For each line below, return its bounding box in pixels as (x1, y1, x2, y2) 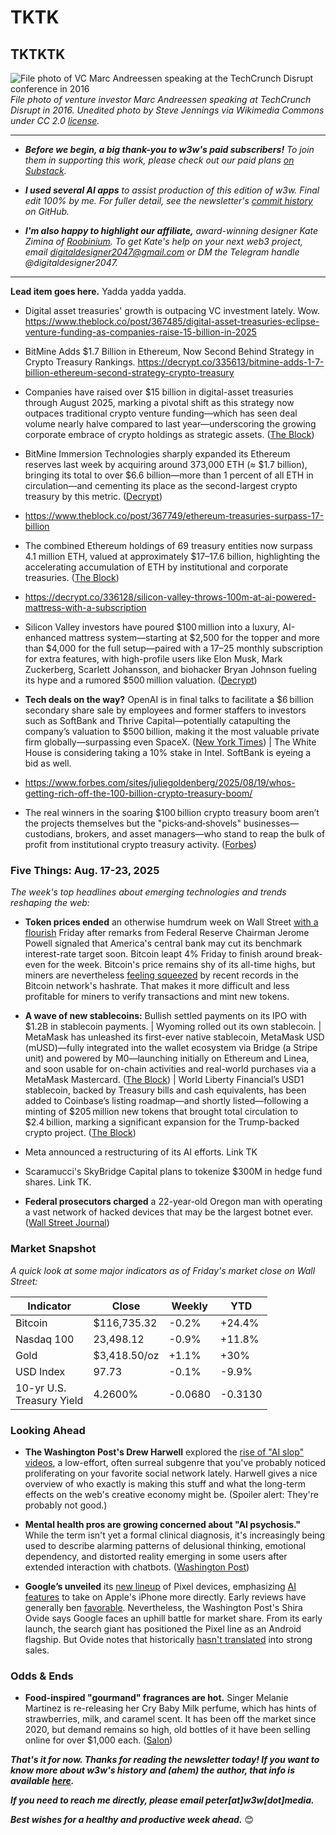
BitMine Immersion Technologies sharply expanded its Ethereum (24, 448, 291, 460)
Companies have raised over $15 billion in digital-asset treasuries (24, 386, 294, 398)
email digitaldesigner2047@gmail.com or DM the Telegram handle (24, 246, 300, 258)
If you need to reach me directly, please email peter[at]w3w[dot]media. (10, 1794, 315, 1806)
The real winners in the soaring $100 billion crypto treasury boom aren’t (24, 807, 320, 818)
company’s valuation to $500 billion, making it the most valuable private (24, 726, 320, 737)
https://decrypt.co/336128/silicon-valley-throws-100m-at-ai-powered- (24, 591, 317, 603)
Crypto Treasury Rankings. (24, 356, 136, 368)
